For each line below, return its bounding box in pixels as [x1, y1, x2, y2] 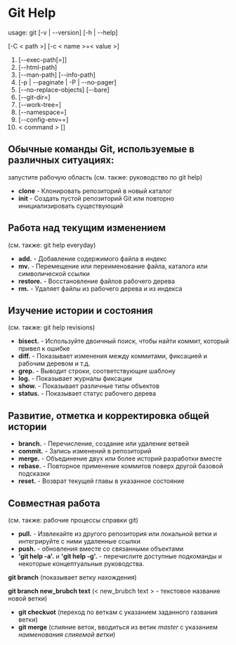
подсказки [18, 470, 51, 478]
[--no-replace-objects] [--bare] [18, 85, 110, 94]
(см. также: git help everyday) [8, 241, 96, 249]
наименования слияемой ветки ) [18, 630, 116, 639]
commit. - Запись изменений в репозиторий [18, 447, 152, 456]
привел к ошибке [18, 344, 70, 353]
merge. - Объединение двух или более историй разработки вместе [18, 454, 222, 463]
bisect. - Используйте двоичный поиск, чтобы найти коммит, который [18, 337, 230, 346]
